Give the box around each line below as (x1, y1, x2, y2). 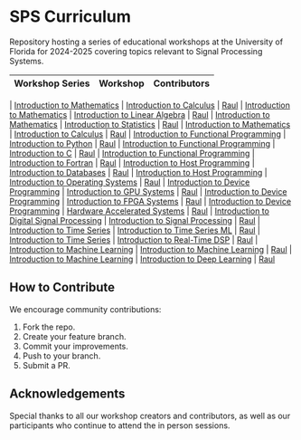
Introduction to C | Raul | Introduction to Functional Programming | (9, 148, 255, 158)
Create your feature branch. (22, 330, 127, 341)
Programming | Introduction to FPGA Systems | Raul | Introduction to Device (9, 196, 292, 206)
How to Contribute (9, 280, 116, 295)
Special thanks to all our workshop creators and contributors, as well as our (9, 410, 291, 421)
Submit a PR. (22, 359, 71, 370)
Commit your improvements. (22, 340, 129, 351)
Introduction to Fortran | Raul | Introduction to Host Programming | (9, 157, 255, 168)
